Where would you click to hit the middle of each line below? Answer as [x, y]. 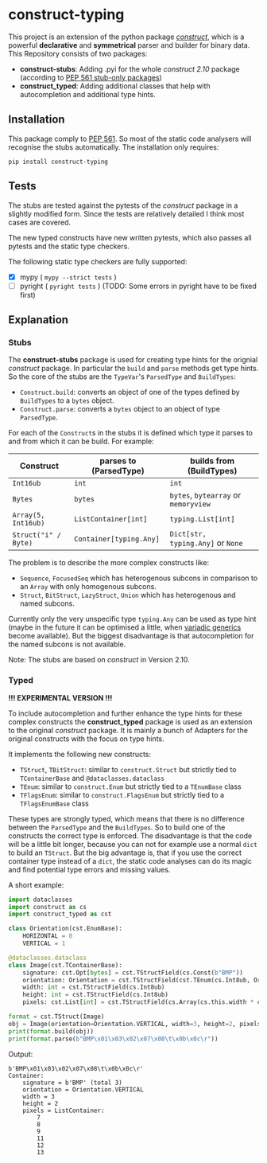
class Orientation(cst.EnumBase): [66, 929]
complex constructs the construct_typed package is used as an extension [130, 721]
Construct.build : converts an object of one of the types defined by [130, 392]
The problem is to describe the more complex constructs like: [108, 563]
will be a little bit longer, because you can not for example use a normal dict [133, 844]
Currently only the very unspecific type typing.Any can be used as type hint [132, 619]
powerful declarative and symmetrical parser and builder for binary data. [129, 45]
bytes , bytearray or [205, 495]
